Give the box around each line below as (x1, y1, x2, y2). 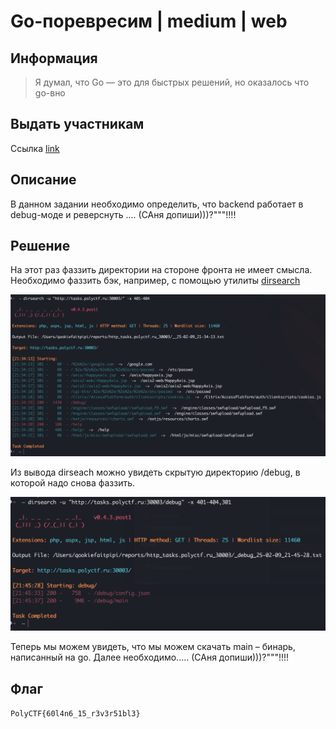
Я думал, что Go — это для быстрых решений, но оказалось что (34, 76, 310, 88)
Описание (10, 171, 77, 189)
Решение (10, 238, 71, 255)
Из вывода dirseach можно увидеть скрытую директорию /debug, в (10, 466, 301, 479)
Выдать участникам (10, 116, 145, 133)
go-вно (34, 87, 66, 99)
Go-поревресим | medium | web (10, 10, 288, 33)
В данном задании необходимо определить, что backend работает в (10, 198, 304, 210)
